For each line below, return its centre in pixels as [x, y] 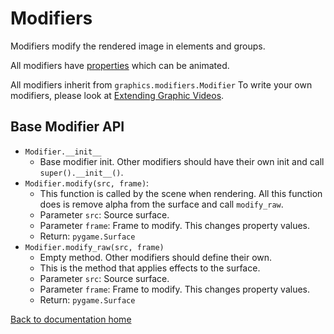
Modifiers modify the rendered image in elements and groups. [138, 46]
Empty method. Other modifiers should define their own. [156, 257]
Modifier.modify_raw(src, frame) [94, 247]
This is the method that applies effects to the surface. [150, 268]
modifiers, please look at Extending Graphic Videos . [117, 95]
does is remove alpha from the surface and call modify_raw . [161, 204]
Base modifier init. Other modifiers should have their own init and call [182, 161]
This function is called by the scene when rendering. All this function [181, 193]
